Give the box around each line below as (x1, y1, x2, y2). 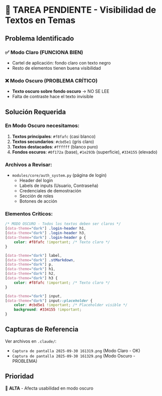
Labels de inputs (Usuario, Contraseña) (19, 183, 99, 188)
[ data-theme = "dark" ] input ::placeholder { (5, 298, 93, 303)
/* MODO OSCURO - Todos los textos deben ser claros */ (5, 222, 121, 227)
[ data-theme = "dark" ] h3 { (5, 276, 58, 281)
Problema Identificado (5, 34, 74, 42)
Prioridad (5, 372, 34, 380)
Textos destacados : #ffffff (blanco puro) (12, 144, 99, 149)
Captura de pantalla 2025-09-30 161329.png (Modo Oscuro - (12, 353, 136, 358)
